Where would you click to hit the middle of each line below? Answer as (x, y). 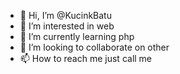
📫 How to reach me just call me (86, 58)
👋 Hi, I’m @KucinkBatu (65, 15)
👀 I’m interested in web (67, 26)
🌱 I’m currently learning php (77, 36)
